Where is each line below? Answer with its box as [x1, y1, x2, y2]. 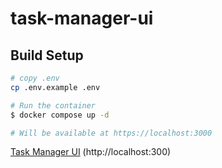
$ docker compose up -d [10, 110, 110, 120]
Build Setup [10, 47, 84, 64]
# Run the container [10, 100, 97, 111]
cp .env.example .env [10, 82, 101, 92]
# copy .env [10, 73, 60, 83]
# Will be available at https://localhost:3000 [10, 128, 213, 138]
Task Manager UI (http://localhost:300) [10, 146, 172, 158]
